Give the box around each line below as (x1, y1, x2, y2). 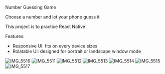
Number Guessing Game (5, 4, 56, 10)
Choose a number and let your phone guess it (5, 14, 100, 19)
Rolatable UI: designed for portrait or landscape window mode (12, 48, 141, 54)
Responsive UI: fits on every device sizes (12, 43, 98, 49)
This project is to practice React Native (5, 23, 85, 29)
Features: (5, 33, 25, 39)
